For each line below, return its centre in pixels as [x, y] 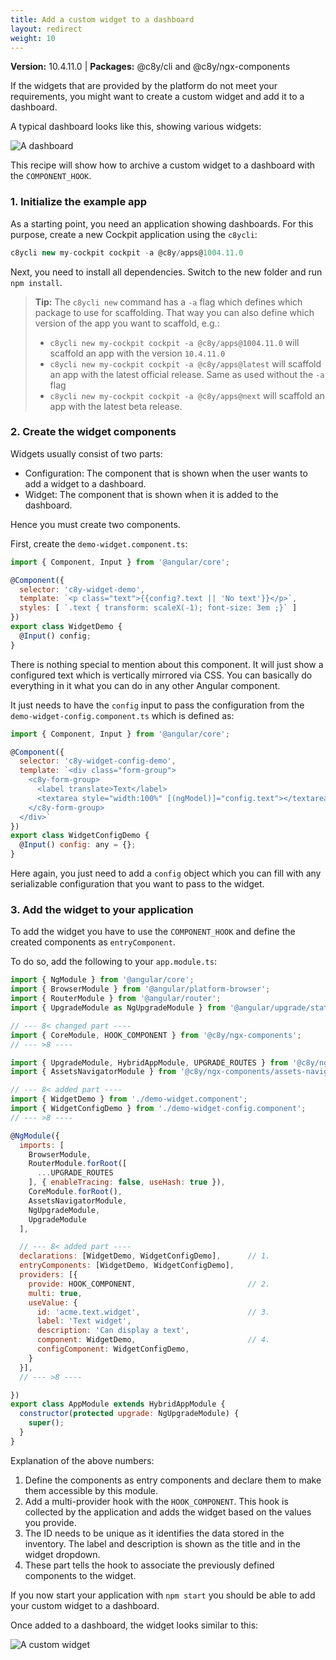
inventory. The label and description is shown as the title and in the [162, 1543]
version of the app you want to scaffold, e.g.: [127, 323]
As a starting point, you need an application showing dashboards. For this [162, 223]
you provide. [50, 1522]
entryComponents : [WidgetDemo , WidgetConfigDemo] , [127, 1266]
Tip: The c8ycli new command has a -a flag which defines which [168, 302]
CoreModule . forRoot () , [75, 1192]
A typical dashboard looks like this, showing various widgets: [136, 127]
